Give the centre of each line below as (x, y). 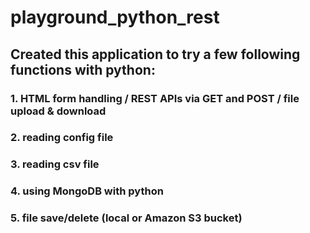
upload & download (58, 111)
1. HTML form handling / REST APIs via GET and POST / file (155, 98)
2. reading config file (62, 138)
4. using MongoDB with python (87, 191)
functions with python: (83, 69)
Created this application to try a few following (155, 54)
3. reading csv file (55, 164)
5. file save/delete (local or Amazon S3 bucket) (126, 218)
